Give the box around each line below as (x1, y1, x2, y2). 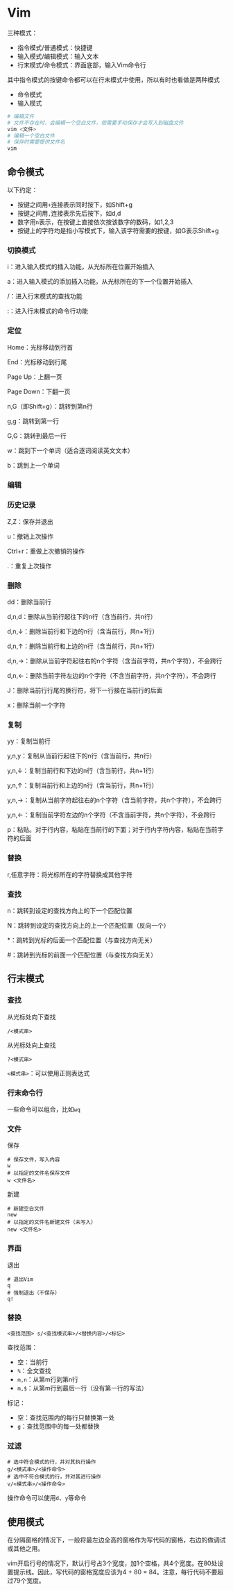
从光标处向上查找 (7, 1041, 56, 1049)
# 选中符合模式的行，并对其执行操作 (7, 1458, 96, 1465)
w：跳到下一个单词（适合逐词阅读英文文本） (7, 446, 134, 454)
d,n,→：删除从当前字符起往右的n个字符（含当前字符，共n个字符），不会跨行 (7, 657, 223, 665)
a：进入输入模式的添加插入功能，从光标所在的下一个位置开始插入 (7, 278, 193, 286)
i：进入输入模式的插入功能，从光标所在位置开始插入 (7, 262, 155, 271)
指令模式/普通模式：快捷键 (17, 43, 93, 51)
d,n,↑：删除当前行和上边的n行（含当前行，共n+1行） (7, 642, 159, 650)
